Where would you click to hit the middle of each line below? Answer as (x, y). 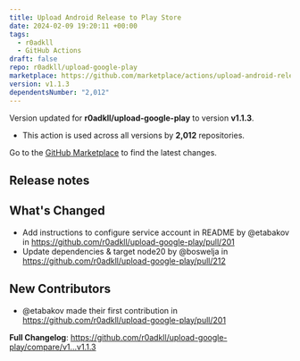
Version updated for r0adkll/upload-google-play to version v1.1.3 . (132, 118)
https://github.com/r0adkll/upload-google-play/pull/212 (124, 261)
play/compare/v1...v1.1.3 (53, 347)
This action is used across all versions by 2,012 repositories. (133, 135)
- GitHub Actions (50, 51)
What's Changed (57, 211)
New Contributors (60, 289)
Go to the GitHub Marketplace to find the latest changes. (113, 152)
